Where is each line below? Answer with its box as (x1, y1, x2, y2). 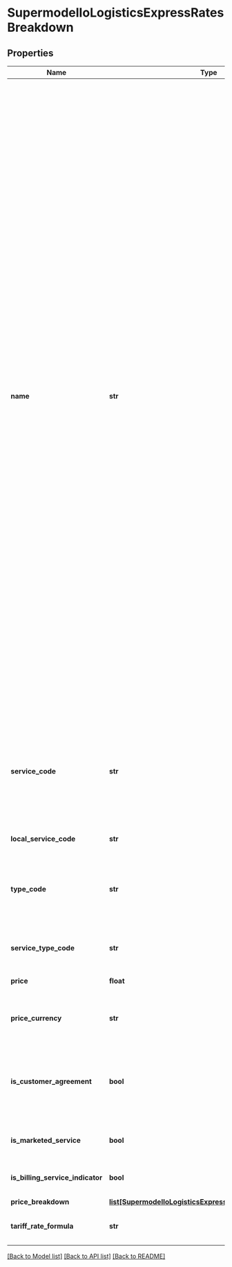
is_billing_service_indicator (10, 1173, 103, 1182)
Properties (7, 47, 54, 59)
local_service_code (10, 834, 76, 844)
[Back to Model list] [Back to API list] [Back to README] (7, 1252, 166, 1260)
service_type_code (10, 943, 75, 952)
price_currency (10, 1013, 62, 1023)
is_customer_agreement (10, 1076, 92, 1086)
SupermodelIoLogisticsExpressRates (7, 5, 224, 21)
